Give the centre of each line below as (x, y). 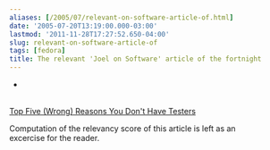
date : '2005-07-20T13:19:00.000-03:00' (84, 26)
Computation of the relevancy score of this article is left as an (122, 129)
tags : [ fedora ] (38, 51)
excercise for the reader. (55, 138)
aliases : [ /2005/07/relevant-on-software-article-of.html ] (122, 17)
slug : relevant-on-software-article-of (84, 42)
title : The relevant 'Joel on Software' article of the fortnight (135, 59)
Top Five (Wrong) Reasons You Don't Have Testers (103, 111)
